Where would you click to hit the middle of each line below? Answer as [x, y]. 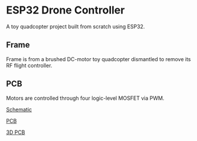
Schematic [19, 109]
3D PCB [16, 132]
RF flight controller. [29, 65]
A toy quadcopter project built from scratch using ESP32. [75, 26]
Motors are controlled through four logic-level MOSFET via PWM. [85, 98]
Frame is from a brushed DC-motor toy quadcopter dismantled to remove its [98, 59]
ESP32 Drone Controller [65, 10]
